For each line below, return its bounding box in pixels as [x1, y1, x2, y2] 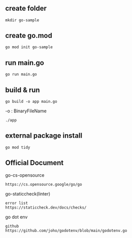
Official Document [5, 158, 64, 167]
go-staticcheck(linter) [5, 190, 50, 196]
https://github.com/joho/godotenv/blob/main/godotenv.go [5, 228, 127, 233]
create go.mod [5, 31, 52, 39]
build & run [5, 86, 40, 94]
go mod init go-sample [5, 45, 53, 50]
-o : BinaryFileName [5, 108, 47, 114]
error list [5, 201, 28, 206]
